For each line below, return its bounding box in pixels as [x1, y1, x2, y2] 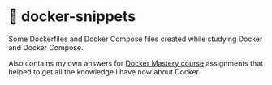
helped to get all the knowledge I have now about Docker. [8, 66, 201, 76]
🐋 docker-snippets [8, 7, 136, 26]
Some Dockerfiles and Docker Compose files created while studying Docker [8, 34, 263, 44]
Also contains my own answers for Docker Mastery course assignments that [8, 58, 264, 68]
